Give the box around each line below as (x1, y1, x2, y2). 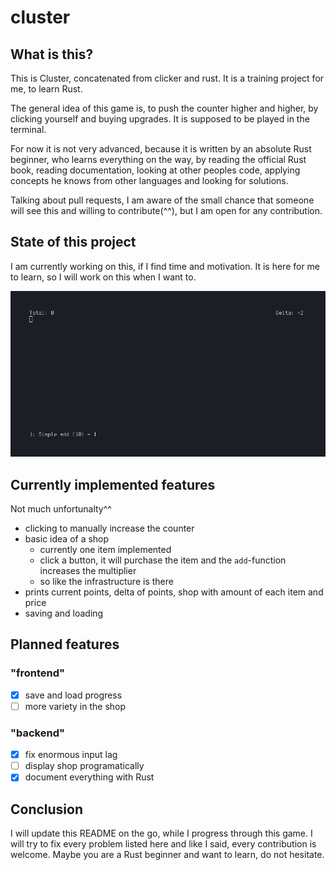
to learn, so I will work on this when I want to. (10, 271, 197, 283)
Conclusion (10, 801, 84, 818)
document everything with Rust (24, 771, 155, 783)
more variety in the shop (24, 700, 127, 712)
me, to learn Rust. (10, 83, 83, 95)
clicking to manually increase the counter (24, 522, 195, 535)
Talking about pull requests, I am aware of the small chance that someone (10, 194, 315, 206)
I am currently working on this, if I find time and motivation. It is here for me (10, 260, 321, 272)
